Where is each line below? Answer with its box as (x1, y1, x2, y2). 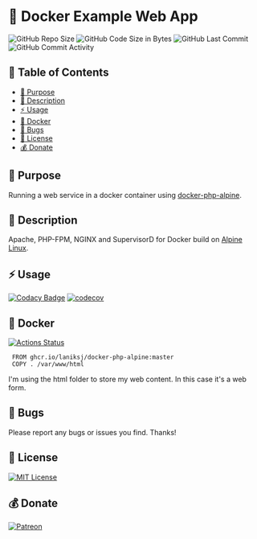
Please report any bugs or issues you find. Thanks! (8, 427, 177, 437)
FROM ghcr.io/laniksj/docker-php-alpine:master (11, 353, 174, 361)
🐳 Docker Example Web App (8, 7, 198, 26)
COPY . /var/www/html (11, 360, 84, 368)
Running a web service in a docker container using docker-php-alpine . (8, 190, 243, 200)
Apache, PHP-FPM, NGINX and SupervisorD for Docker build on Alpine (8, 235, 243, 245)
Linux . (8, 243, 29, 253)
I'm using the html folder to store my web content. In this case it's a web (8, 374, 247, 384)
